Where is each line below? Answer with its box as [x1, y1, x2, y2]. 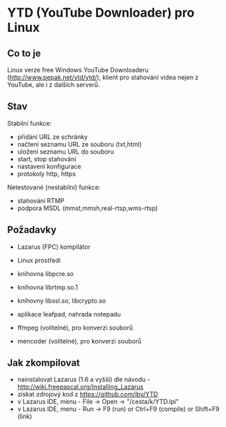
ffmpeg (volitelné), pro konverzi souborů [17, 323, 134, 332]
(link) [17, 412, 33, 421]
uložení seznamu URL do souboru [17, 147, 115, 156]
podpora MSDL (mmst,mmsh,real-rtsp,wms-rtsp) [17, 204, 159, 212]
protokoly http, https [17, 169, 76, 178]
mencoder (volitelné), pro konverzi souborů [17, 337, 142, 345]
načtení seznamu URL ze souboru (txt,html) [17, 140, 143, 148]
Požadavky [7, 224, 57, 236]
